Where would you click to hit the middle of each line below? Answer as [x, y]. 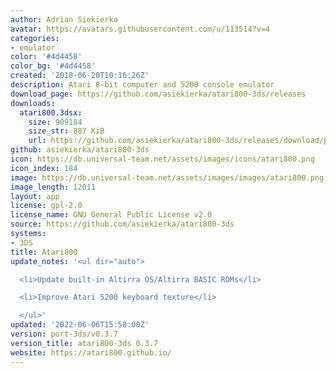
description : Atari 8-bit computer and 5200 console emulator [142, 85]
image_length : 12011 [53, 187]
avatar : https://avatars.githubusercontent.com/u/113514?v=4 [140, 29]
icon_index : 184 [44, 168]
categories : [35, 38]
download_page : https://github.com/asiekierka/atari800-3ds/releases [158, 94]
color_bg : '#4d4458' [53, 66]
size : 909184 [55, 122]
